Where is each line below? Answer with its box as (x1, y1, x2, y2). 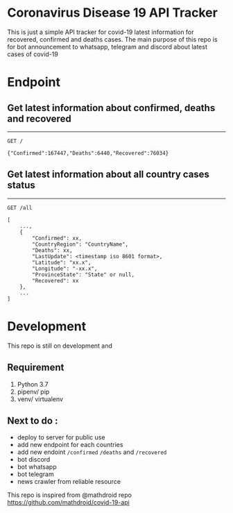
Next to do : (7, 414, 58, 426)
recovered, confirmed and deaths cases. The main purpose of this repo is (7, 35, 218, 43)
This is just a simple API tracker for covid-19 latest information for (7, 28, 194, 36)
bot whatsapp (17, 463, 57, 471)
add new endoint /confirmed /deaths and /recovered (17, 448, 167, 456)
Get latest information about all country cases (7, 169, 210, 180)
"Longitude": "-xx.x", (32, 265, 98, 272)
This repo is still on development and (7, 342, 113, 350)
